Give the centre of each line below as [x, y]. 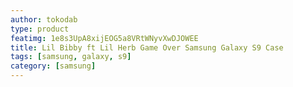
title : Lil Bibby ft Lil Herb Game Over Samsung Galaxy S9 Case [147, 47]
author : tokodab [44, 19]
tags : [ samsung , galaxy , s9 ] [71, 57]
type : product [40, 29]
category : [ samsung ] [53, 66]
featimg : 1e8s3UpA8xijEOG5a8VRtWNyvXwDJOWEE [104, 38]
